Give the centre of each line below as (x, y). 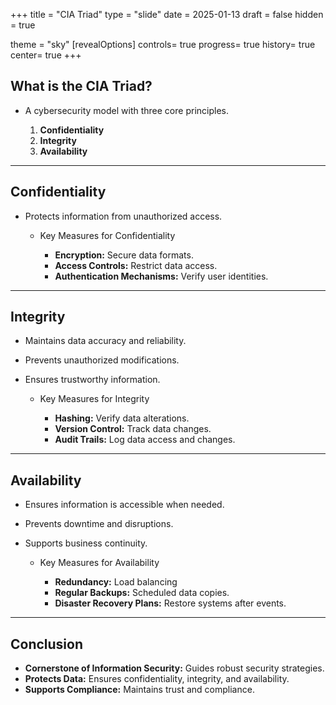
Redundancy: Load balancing (116, 582)
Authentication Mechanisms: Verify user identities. (161, 276)
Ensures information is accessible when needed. (124, 505)
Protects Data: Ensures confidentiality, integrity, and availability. (157, 679)
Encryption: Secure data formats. (124, 255)
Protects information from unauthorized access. (123, 216)
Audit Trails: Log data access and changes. (145, 440)
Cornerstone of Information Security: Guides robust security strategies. (174, 668)
